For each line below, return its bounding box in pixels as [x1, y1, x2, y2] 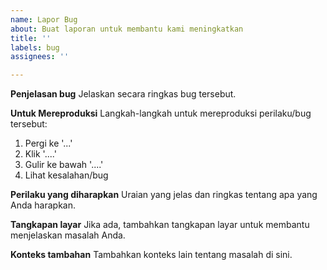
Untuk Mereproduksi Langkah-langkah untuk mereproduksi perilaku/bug [10, 107, 312, 120]
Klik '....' [24, 148, 57, 160]
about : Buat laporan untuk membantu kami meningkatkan [10, 24, 244, 34]
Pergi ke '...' [24, 137, 73, 150]
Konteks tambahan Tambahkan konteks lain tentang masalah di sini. [10, 249, 293, 261]
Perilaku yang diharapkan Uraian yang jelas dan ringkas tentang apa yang [10, 189, 318, 201]
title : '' [10, 33, 52, 43]
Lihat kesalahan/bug [24, 169, 109, 181]
